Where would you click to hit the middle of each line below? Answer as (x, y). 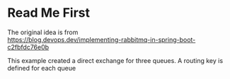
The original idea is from (43, 32)
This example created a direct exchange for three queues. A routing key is (115, 60)
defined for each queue (42, 68)
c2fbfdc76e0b (28, 47)
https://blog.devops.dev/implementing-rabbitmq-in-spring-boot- (102, 39)
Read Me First (49, 13)
